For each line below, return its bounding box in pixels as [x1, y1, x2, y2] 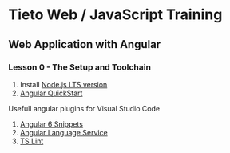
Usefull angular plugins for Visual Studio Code [8, 103, 161, 113]
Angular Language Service [19, 127, 108, 137]
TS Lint [19, 136, 44, 146]
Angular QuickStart [19, 88, 83, 98]
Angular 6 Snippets [19, 119, 84, 129]
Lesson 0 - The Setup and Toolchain [8, 62, 152, 73]
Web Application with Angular [8, 38, 161, 51]
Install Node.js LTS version [19, 79, 108, 89]
